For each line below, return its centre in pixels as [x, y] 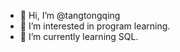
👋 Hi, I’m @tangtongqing [70, 15]
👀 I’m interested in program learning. [95, 26]
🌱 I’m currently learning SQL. [79, 36]
